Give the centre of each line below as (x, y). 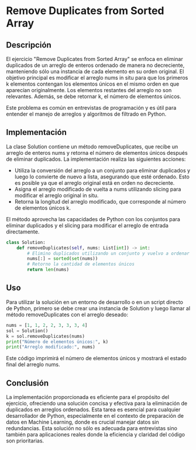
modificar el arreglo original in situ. (56, 195)
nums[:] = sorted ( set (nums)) (63, 259)
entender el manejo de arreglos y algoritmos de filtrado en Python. (86, 114)
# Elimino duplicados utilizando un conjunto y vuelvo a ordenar (109, 253)
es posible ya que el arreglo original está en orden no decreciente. (94, 182)
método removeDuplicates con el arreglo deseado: (67, 314)
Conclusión (27, 383)
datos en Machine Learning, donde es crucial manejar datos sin (82, 422)
